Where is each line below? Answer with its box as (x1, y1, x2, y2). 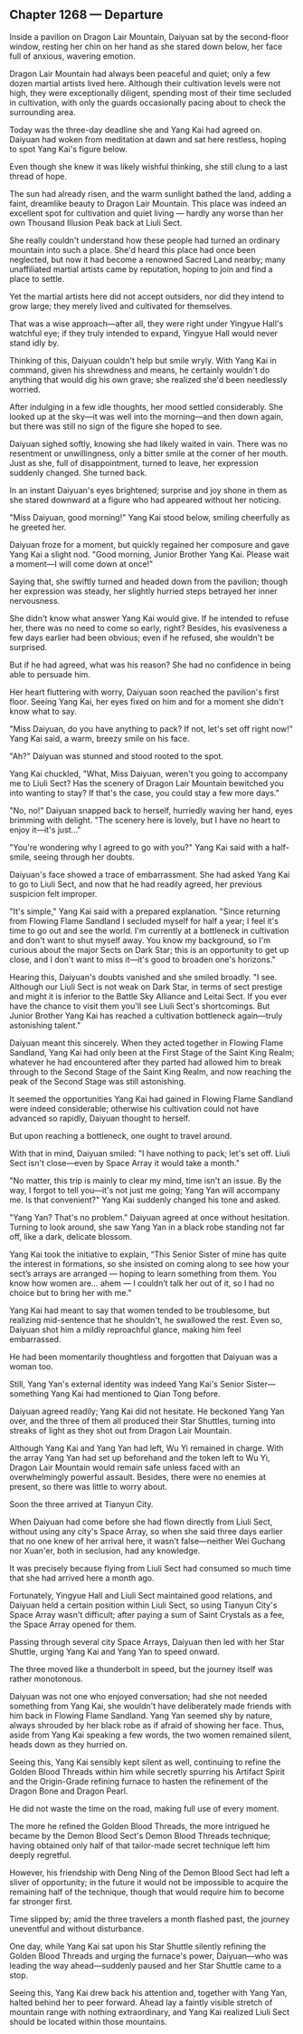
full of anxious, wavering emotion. (9, 50, 136, 62)
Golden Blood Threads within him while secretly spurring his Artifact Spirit (9, 1766, 285, 1776)
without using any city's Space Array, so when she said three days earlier (9, 1525, 283, 1536)
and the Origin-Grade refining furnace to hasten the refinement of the (9, 1776, 269, 1786)
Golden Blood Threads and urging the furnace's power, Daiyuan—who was (9, 1950, 289, 1961)
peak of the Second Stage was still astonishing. (9, 1075, 186, 1086)
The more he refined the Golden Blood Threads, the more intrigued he (9, 1820, 270, 1831)
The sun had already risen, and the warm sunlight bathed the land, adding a (9, 188, 292, 199)
